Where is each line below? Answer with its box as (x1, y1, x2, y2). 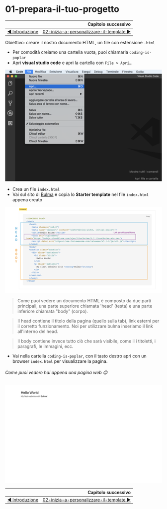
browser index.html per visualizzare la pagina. (12, 358, 108, 364)
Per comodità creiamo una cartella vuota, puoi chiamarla (12, 49, 128, 55)
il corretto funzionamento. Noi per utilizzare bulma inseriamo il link (17, 323, 153, 329)
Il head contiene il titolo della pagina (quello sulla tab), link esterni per (17, 318, 160, 324)
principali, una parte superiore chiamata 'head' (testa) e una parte (17, 303, 153, 309)
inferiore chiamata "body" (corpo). (17, 308, 88, 314)
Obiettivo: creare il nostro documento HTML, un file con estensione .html (5, 40, 156, 46)
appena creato (12, 196, 43, 202)
